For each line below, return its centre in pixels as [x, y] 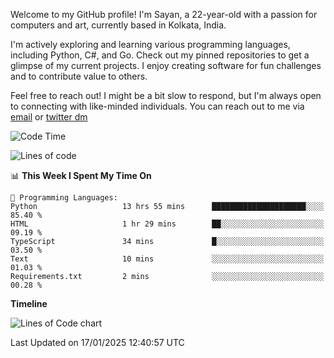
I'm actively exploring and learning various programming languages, [150, 44]
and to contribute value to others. [79, 76]
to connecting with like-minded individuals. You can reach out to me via [157, 106]
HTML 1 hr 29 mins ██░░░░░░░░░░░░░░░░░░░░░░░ [167, 224]
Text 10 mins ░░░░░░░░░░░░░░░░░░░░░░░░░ [167, 259]
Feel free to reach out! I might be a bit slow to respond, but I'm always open [166, 95]
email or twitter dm [49, 117]
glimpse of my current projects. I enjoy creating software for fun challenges [166, 65]
